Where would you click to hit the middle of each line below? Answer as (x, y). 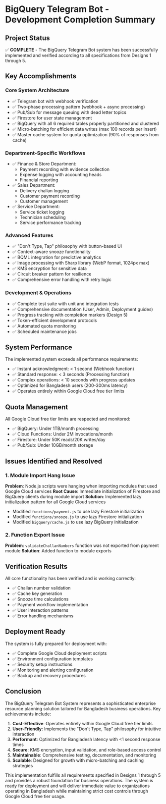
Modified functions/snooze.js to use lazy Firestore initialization (77, 517)
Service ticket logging (42, 212)
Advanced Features (29, 235)
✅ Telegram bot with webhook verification (55, 101)
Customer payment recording (50, 196)
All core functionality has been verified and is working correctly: (71, 578)
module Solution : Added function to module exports (58, 551)
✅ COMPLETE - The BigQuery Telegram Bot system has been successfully (82, 50)
